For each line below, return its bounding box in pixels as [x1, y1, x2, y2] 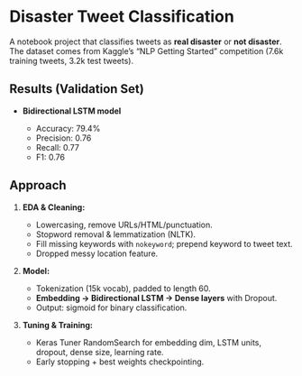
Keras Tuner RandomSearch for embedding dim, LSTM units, [35, 336, 262, 348]
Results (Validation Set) [9, 81, 144, 96]
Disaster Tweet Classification [9, 6, 234, 27]
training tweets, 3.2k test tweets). [9, 55, 134, 66]
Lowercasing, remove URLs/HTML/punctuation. [35, 219, 214, 230]
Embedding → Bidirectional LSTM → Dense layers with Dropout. [35, 292, 278, 303]
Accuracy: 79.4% [35, 123, 101, 133]
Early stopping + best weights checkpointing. [35, 356, 205, 367]
